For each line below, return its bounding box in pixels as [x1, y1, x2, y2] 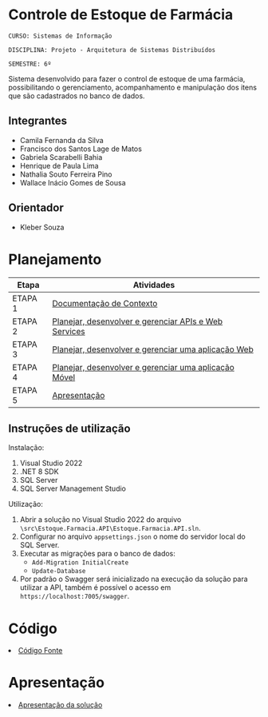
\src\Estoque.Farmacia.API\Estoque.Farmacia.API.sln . [19, 524, 201, 533]
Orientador [8, 201, 64, 215]
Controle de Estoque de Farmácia [8, 6, 234, 24]
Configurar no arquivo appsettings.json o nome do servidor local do [19, 532, 246, 541]
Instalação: [8, 443, 45, 452]
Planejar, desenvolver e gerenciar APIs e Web [52, 316, 223, 327]
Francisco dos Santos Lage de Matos [19, 144, 142, 153]
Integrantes [8, 114, 68, 128]
